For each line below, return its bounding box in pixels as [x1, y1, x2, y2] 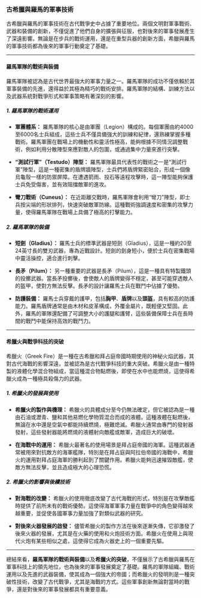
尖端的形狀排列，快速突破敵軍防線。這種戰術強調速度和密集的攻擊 [25, 201, 188, 208]
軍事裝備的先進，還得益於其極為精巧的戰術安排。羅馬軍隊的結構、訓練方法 [6, 85, 190, 92]
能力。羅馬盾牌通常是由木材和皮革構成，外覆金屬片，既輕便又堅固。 [14, 302, 183, 309]
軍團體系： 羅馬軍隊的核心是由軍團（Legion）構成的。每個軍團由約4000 [14, 123, 193, 130]
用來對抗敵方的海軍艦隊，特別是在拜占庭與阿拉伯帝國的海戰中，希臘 [25, 448, 193, 456]
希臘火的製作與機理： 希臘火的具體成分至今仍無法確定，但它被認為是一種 [14, 406, 195, 413]
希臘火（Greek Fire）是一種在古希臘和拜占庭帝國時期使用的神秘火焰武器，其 [6, 352, 194, 360]
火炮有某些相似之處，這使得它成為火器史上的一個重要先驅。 [20, 537, 167, 544]
